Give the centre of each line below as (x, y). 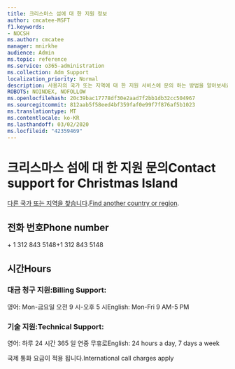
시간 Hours (29, 269)
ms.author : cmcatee (36, 40)
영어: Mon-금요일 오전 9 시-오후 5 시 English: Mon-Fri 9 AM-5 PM (98, 307)
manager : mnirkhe (33, 46)
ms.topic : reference (37, 60)
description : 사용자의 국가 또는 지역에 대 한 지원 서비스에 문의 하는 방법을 (106, 85)
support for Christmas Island (93, 183)
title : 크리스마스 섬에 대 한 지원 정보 (57, 14)
